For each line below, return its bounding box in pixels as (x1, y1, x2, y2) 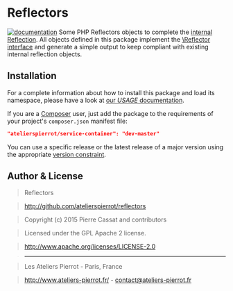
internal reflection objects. (7, 50, 83, 58)
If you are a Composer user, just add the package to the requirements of (7, 109, 214, 117)
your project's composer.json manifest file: (7, 117, 128, 125)
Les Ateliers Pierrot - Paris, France (24, 263, 123, 271)
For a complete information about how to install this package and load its (7, 88, 215, 97)
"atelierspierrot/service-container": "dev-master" (7, 130, 159, 137)
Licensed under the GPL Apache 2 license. (24, 229, 147, 238)
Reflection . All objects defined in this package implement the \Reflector (7, 35, 211, 43)
